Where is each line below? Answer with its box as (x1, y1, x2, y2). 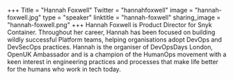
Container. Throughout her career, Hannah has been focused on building (7, 28, 216, 36)
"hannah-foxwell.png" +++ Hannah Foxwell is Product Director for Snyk (7, 21, 212, 29)
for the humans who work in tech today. (7, 65, 122, 73)
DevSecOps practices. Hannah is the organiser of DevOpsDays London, (7, 43, 214, 51)
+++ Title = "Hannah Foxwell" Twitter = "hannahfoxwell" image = (7, 6, 193, 14)
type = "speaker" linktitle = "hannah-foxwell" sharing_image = (42, 13, 221, 22)
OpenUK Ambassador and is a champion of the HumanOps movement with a (7, 50, 227, 58)
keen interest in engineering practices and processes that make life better (7, 58, 219, 65)
